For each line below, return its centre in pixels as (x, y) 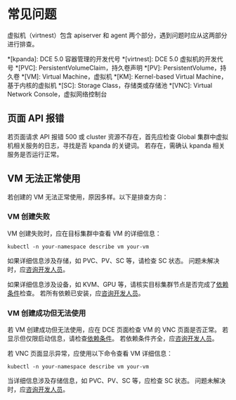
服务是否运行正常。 (35, 154)
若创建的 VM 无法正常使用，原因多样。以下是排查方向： (88, 197)
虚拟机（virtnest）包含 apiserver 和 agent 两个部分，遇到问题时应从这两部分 (117, 35)
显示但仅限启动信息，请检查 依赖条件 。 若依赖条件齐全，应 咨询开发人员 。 (113, 339)
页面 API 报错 (36, 118)
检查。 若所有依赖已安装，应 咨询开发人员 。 (82, 293)
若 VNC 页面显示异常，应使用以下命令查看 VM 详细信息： (90, 354)
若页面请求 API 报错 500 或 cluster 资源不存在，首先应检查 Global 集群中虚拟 (118, 136)
